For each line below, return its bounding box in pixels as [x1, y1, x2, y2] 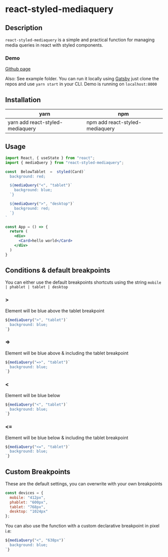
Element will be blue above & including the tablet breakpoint [5, 350, 128, 356]
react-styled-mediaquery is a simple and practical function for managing [5, 37, 155, 43]
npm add [86, 119, 107, 126]
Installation [5, 95, 41, 104]
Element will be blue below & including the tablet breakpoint [5, 435, 128, 441]
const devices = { [5, 490, 43, 495]
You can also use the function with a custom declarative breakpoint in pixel [5, 523, 160, 529]
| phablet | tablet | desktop [5, 285, 68, 290]
